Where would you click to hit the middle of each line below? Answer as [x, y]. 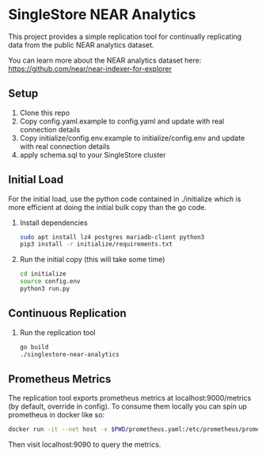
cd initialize [43, 274]
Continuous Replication [67, 313]
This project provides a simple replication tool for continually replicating [125, 36]
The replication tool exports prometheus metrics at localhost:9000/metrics [130, 398]
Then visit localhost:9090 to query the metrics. [85, 444]
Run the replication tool [57, 332]
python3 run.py [45, 289]
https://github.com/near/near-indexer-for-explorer [90, 68]
